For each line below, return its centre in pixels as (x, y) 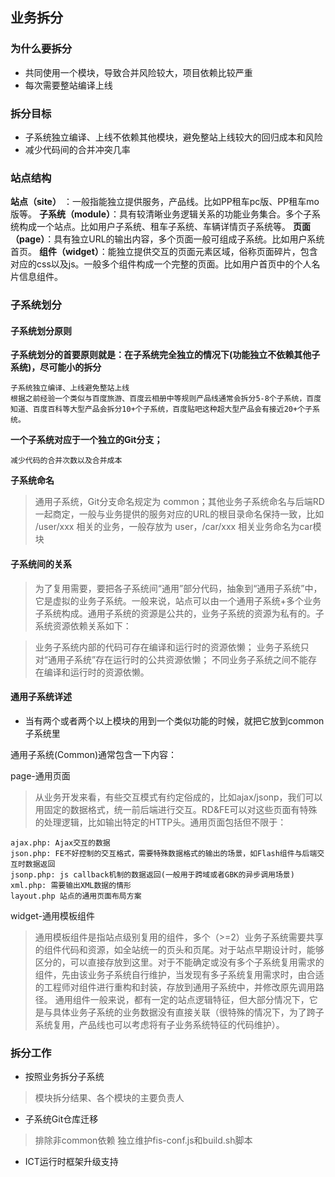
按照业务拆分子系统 (64, 1077)
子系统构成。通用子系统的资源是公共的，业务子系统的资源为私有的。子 (179, 613)
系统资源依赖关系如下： (83, 625)
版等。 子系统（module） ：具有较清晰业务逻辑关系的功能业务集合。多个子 (161, 214)
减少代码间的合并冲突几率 (77, 149)
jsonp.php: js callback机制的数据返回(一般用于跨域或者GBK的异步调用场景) (152, 874)
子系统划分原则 (41, 330)
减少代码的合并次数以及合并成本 (66, 461)
